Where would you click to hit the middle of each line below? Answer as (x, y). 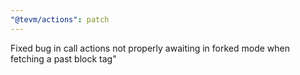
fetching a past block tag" (63, 58)
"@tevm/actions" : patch (60, 19)
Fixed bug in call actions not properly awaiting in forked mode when (150, 48)
